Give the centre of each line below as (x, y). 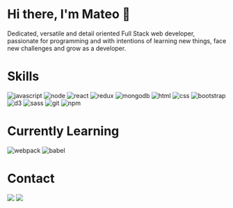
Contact (31, 178)
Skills (23, 77)
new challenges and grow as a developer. (67, 48)
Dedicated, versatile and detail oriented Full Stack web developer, (101, 33)
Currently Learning (63, 131)
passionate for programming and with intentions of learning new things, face (117, 40)
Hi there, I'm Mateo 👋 (69, 14)
